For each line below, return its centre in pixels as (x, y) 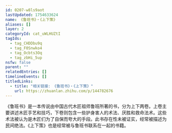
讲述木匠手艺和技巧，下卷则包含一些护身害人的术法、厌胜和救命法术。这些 (88, 113)
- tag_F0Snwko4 (26, 48)
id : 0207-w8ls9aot (25, 10)
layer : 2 (15, 29)
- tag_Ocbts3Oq (26, 53)
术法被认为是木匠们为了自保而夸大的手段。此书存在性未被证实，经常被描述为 (86, 119)
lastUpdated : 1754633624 (32, 15)
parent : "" (17, 67)
